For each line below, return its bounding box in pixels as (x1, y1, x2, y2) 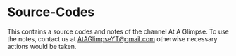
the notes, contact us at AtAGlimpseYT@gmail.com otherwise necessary (7, 34, 218, 43)
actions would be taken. (7, 42, 77, 50)
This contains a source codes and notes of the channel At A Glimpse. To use (7, 27, 229, 36)
